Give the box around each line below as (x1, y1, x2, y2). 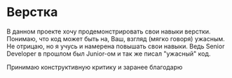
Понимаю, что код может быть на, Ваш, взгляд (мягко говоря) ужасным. (6, 34, 225, 42)
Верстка (6, 4, 58, 20)
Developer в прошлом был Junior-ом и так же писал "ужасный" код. (6, 49, 211, 58)
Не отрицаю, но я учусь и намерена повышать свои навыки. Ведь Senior (6, 42, 225, 50)
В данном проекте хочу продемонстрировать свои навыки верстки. (6, 27, 211, 36)
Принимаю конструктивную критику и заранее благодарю (6, 63, 183, 71)
